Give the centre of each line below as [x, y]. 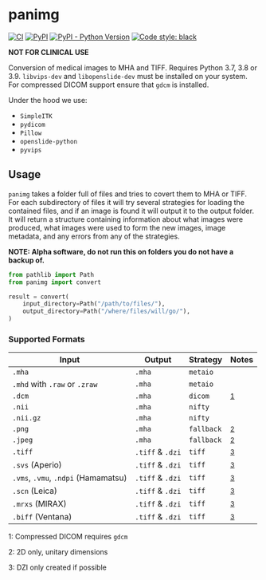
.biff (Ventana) [42, 517]
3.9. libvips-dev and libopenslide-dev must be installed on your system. [128, 76]
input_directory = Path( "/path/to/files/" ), [94, 304]
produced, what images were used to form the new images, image [117, 227]
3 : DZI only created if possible [58, 567]
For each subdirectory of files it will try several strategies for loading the [127, 202]
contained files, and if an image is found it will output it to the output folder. [131, 211]
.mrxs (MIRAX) [39, 504]
